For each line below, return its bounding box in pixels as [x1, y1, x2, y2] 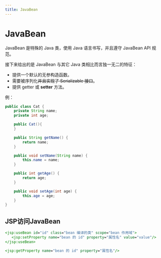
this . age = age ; [22, 193, 55, 198]
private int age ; [14, 113, 49, 118]
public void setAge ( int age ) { [14, 189, 77, 194]
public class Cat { [5, 104, 45, 109]
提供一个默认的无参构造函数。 [12, 72, 72, 78]
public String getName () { [14, 135, 68, 140]
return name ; [22, 139, 49, 144]
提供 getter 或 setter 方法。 [12, 84, 67, 90]
